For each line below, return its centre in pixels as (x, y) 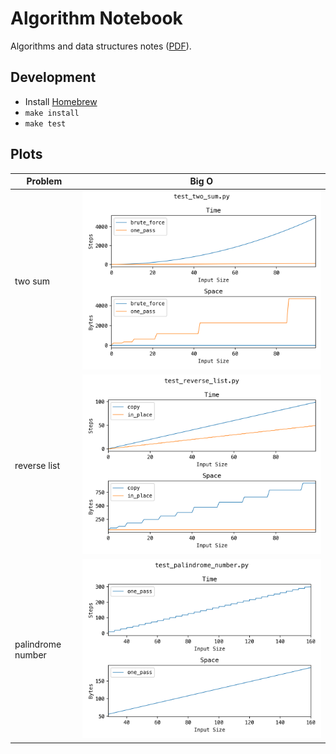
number (30, 655)
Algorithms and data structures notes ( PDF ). (101, 46)
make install (52, 113)
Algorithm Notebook (96, 18)
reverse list (37, 465)
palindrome (38, 644)
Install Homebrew (61, 101)
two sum (32, 281)
